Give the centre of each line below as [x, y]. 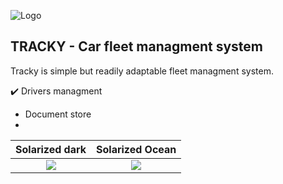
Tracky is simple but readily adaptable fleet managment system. [142, 71]
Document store [58, 114]
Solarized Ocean [136, 149]
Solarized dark [51, 149]
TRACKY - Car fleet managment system [136, 46]
